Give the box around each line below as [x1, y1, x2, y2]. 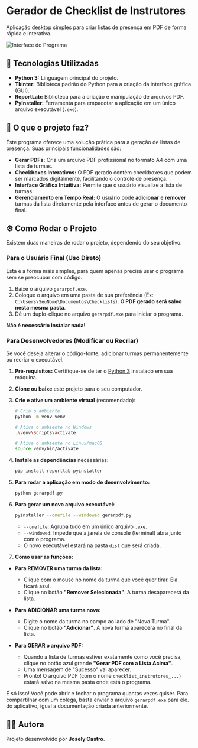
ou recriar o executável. [6, 356, 64, 363]
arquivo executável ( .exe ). [14, 105, 79, 113]
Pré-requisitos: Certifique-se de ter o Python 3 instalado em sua [14, 368, 173, 375]
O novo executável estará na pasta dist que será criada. [23, 542, 161, 549]
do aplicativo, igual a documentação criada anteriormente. [6, 702, 148, 710]
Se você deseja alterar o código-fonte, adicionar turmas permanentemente [6, 350, 189, 357]
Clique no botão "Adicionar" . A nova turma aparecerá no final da [23, 624, 183, 631]
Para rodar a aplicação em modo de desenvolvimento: [14, 479, 150, 486]
